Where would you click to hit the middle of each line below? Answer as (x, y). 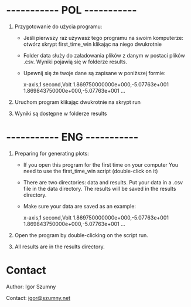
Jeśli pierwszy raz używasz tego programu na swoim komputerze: (103, 38)
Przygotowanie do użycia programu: (58, 26)
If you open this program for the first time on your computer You (101, 164)
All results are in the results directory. (59, 247)
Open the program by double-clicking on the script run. (81, 235)
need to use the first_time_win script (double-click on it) (91, 171)
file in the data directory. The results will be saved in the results (100, 188)
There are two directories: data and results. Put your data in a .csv (103, 182)
